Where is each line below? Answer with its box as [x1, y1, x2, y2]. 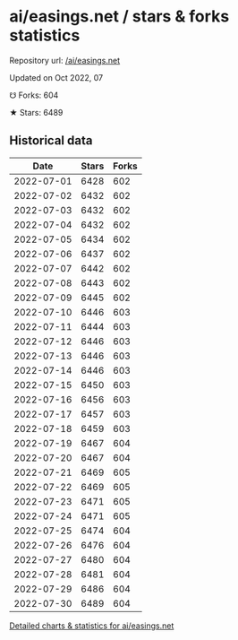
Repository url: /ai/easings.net [9, 55, 121, 65]
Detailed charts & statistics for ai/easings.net [9, 620, 174, 631]
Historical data [9, 133, 93, 149]
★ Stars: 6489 [9, 107, 64, 117]
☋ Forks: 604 [9, 90, 59, 100]
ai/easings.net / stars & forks [9, 6, 230, 27]
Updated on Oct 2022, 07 [9, 72, 104, 82]
